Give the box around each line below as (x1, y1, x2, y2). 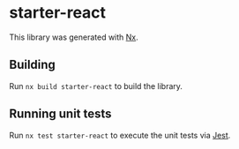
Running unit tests (9, 107, 112, 122)
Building (9, 57, 56, 72)
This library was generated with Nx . (9, 32, 138, 42)
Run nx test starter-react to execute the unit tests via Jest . (9, 130, 231, 140)
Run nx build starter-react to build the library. (9, 80, 183, 91)
